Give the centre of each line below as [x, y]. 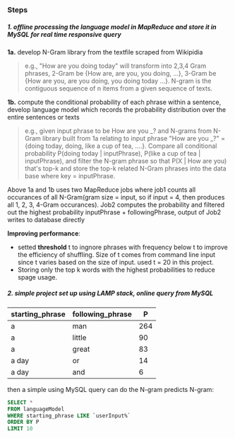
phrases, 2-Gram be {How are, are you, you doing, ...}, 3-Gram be [120, 73]
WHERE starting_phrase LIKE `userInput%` [69, 415]
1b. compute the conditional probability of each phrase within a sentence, [114, 102]
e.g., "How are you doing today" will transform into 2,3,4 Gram [115, 66]
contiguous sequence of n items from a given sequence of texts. [119, 88]
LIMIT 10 [20, 429]
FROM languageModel [36, 409]
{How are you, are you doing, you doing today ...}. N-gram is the [118, 81]
